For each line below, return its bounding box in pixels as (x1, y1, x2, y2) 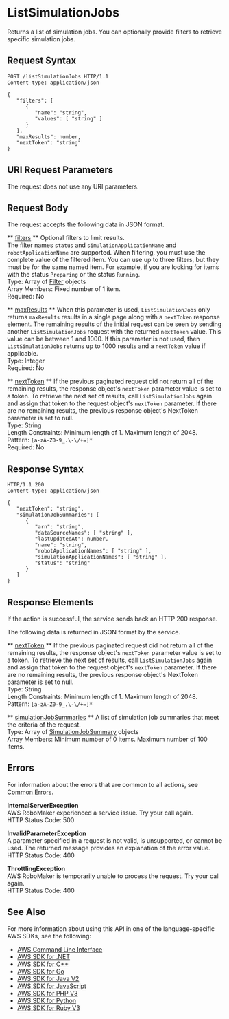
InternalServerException (7, 801, 79, 809)
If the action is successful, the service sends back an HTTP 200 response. (7, 614, 218, 623)
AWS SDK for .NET (16, 952, 71, 961)
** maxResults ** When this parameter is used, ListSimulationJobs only (7, 305, 210, 314)
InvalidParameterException (7, 829, 87, 837)
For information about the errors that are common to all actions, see (7, 780, 199, 789)
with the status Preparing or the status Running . (7, 270, 141, 279)
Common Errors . (7, 788, 53, 796)
